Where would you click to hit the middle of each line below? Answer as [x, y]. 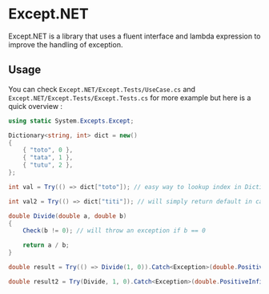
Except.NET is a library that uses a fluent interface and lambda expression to [134, 36]
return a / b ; [46, 245]
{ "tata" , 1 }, [48, 158]
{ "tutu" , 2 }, [48, 165]
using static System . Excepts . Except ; [71, 121]
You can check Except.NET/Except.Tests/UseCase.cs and [102, 89]
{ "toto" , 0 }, [48, 150]
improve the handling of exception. [66, 44]
